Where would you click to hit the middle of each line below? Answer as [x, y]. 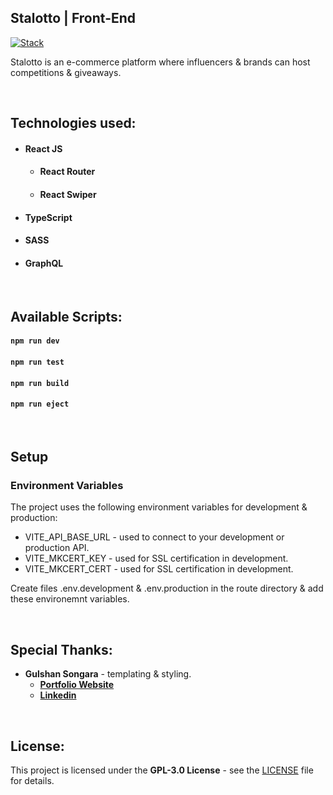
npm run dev [35, 341]
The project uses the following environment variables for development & [159, 507]
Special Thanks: [61, 649]
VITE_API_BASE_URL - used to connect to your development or [154, 537]
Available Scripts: [66, 316]
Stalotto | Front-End [73, 18]
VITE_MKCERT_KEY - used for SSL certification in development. [156, 558]
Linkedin [58, 695]
